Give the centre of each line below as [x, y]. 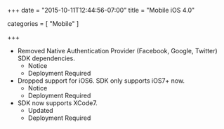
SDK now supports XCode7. [58, 103]
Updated [41, 110]
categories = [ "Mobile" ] [43, 23]
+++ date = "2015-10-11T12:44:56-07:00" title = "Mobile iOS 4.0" [101, 10]
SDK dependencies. [46, 58]
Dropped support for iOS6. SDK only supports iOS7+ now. [101, 81]
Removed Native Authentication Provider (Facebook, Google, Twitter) [117, 51]
